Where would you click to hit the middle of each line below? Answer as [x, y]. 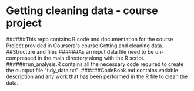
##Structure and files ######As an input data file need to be [80, 51]
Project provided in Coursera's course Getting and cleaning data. [85, 45]
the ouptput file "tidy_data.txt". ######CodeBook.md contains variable [92, 70]
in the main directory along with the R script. [91, 58]
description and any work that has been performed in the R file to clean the [97, 76]
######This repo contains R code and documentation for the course [90, 39]
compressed [21, 58]
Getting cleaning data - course [82, 11]
